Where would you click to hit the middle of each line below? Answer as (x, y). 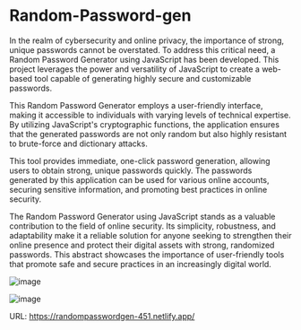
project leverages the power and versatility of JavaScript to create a (134, 69)
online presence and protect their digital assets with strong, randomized (142, 245)
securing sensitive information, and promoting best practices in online (138, 189)
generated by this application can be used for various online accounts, (140, 179)
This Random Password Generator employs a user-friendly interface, (136, 105)
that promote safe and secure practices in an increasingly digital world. (140, 264)
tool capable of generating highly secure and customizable (143, 78)
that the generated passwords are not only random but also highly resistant (148, 134)
